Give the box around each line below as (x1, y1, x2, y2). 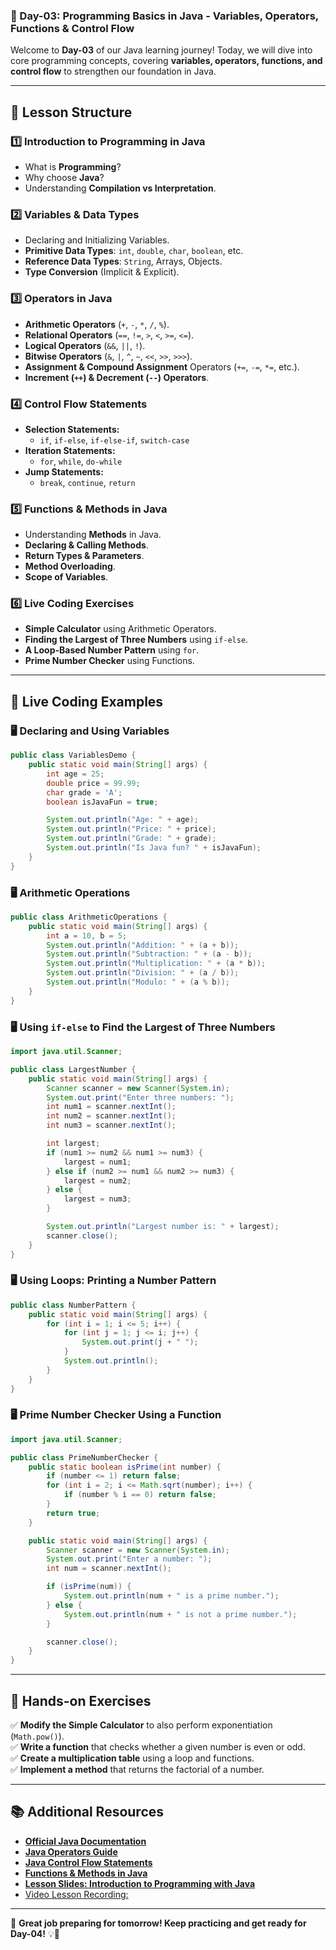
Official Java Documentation (24, 1835, 147, 1847)
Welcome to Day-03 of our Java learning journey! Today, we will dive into (10, 44, 313, 56)
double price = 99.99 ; (46, 778, 141, 788)
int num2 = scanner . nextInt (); (46, 1111, 177, 1121)
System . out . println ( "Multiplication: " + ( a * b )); (46, 959, 267, 969)
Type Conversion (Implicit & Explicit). (24, 266, 180, 278)
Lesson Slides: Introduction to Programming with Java (24, 1877, 256, 1889)
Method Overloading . (24, 560, 116, 573)
